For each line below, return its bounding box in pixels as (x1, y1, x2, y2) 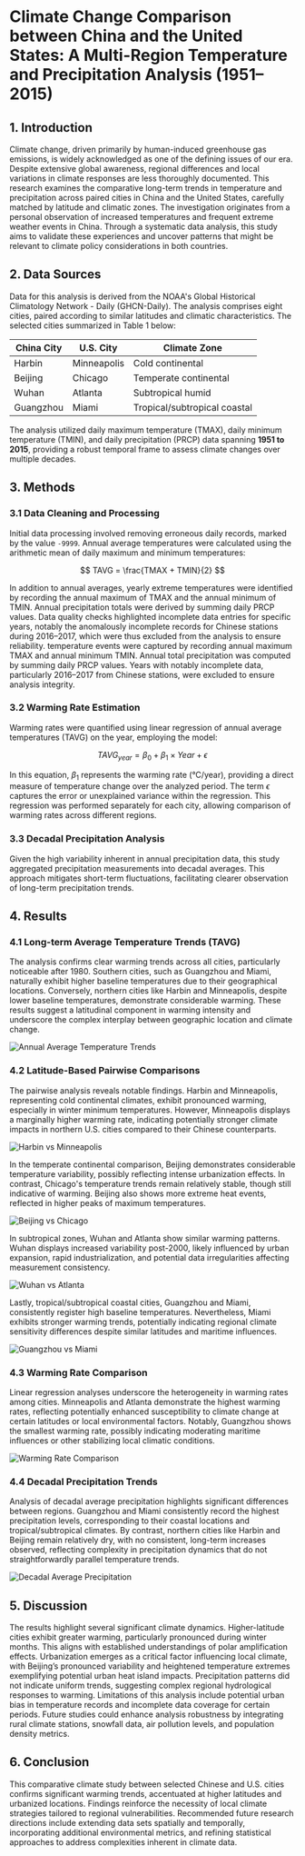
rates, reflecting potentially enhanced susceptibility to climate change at (9, 1406, 280, 1417)
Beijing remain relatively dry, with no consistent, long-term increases (9, 1534, 266, 1546)
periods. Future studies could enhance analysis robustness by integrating (9, 1709, 284, 1720)
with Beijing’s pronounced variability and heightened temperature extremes (9, 1661, 290, 1671)
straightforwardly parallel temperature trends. (9, 1554, 180, 1565)
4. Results (9, 909, 68, 924)
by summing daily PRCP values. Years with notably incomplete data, (9, 659, 264, 670)
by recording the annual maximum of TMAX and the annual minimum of (9, 592, 277, 603)
